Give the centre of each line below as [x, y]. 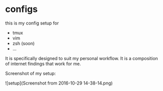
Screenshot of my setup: [30, 73]
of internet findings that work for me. [43, 63]
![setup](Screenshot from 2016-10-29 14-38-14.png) [59, 83]
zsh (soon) [23, 43]
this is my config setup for [32, 23]
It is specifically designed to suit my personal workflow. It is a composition [82, 58]
